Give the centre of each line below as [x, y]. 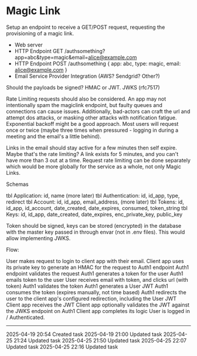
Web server [28, 45]
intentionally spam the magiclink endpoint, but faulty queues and [84, 105]
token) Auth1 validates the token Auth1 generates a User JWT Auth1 [87, 286]
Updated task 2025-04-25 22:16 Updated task [62, 347]
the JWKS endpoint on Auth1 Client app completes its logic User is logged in [98, 311]
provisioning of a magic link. [40, 33]
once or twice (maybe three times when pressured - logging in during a [92, 130]
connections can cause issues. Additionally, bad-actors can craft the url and [98, 111]
